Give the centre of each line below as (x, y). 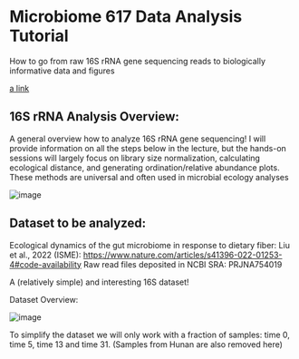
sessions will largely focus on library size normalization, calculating (135, 158)
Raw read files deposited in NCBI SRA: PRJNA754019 (183, 264)
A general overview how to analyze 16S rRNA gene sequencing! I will (138, 139)
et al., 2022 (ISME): (45, 255)
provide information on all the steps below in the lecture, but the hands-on (148, 148)
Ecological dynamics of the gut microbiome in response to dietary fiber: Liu (149, 245)
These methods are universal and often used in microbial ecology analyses (149, 177)
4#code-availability (45, 264)
